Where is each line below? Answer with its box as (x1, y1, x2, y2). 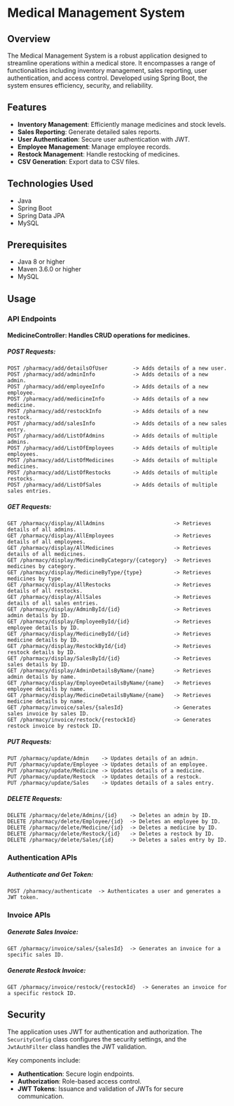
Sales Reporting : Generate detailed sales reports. (17, 128, 161, 136)
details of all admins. (7, 526, 77, 534)
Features (7, 102, 47, 114)
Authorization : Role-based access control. (17, 1077, 142, 1085)
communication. (17, 1092, 64, 1100)
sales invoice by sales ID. (7, 710, 90, 717)
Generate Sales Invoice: (7, 927, 78, 936)
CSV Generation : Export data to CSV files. (17, 157, 140, 166)
